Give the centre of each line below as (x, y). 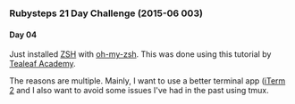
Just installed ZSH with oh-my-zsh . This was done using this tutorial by (140, 54)
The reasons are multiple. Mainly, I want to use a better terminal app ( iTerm (147, 81)
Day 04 (23, 35)
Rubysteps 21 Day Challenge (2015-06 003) (106, 13)
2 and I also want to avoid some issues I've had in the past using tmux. (139, 91)
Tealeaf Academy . (42, 64)
